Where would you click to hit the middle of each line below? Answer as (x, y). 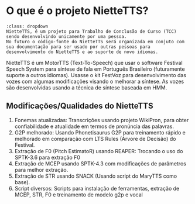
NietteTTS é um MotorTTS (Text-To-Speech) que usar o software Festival (94, 63)
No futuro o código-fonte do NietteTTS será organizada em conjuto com (95, 42)
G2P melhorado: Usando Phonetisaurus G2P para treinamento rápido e (100, 132)
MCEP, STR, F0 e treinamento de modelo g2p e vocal (79, 195)
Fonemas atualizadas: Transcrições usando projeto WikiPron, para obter (102, 120)
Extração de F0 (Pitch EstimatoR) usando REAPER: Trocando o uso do (99, 151)
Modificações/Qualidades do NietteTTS (80, 106)
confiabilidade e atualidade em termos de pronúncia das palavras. (94, 126)
